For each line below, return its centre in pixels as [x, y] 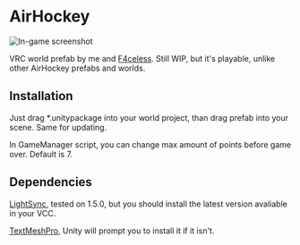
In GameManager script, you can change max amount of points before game [150, 144]
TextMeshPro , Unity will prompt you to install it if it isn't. [112, 231]
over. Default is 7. [41, 154]
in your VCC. [33, 213]
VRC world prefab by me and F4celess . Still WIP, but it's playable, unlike [142, 58]
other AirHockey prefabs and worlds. [77, 68]
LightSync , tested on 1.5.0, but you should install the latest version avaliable [149, 204]
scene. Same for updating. [58, 127]
